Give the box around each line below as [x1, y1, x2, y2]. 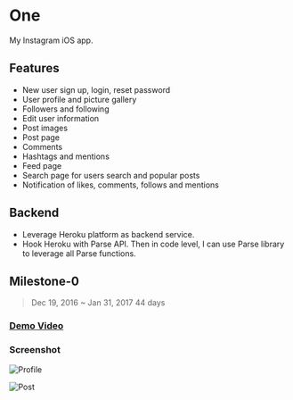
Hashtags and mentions [21, 151, 110, 162]
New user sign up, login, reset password [21, 84, 171, 95]
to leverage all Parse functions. [21, 247, 136, 259]
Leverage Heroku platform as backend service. [21, 229, 195, 239]
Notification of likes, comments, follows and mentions [21, 179, 220, 190]
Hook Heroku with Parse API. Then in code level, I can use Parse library [21, 238, 285, 249]
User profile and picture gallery [21, 94, 137, 104]
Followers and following [21, 104, 110, 114]
